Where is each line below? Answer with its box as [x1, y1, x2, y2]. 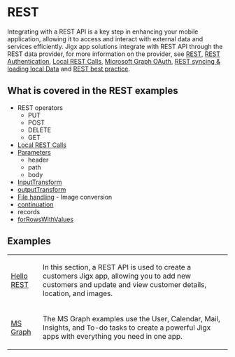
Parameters [17, 148, 51, 156]
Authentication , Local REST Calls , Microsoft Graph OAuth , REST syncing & [7, 57, 220, 65]
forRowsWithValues [17, 215, 74, 223]
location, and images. [43, 288, 113, 298]
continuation [17, 200, 54, 209]
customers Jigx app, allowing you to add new [43, 271, 191, 281]
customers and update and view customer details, [43, 279, 207, 289]
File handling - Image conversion [17, 192, 113, 201]
